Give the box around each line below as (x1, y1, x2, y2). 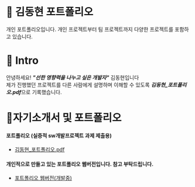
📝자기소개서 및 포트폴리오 (6, 112, 122, 124)
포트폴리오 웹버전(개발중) (14, 175, 72, 182)
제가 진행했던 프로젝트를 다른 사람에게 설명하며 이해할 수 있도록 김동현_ (6, 81, 168, 88)
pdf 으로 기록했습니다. (12, 88, 62, 95)
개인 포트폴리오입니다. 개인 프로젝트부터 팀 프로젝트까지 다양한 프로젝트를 (6, 26, 174, 33)
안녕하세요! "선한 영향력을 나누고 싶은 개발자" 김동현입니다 (6, 74, 139, 81)
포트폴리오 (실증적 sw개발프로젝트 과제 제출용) (6, 132, 112, 139)
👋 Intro (6, 54, 39, 67)
